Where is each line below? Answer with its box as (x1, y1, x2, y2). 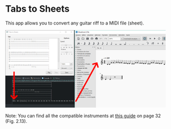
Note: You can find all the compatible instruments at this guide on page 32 (5, 113, 161, 119)
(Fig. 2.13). (5, 118, 27, 124)
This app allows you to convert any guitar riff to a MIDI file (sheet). (5, 20, 144, 26)
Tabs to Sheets (5, 3, 70, 15)
